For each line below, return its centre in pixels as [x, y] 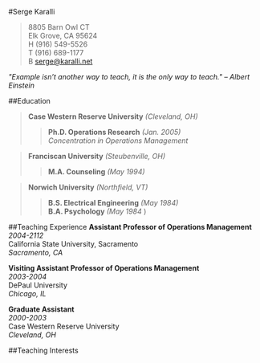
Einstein [21, 85]
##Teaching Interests [43, 350]
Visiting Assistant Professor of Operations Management [104, 268]
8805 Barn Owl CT [59, 27]
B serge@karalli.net [60, 61]
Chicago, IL [27, 294]
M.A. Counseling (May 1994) [97, 171]
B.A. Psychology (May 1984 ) [97, 211]
